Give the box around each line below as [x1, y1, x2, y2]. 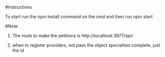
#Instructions [5, 4, 32, 10]
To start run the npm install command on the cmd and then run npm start [5, 14, 153, 19]
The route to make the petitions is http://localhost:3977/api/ [12, 33, 133, 38]
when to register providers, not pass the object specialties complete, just [12, 42, 161, 48]
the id [12, 48, 24, 53]
